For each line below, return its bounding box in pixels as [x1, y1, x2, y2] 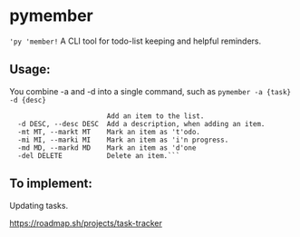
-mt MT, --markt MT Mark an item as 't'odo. [17, 127, 201, 136]
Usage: [9, 62, 52, 77]
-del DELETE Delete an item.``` [17, 151, 180, 160]
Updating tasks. [9, 200, 69, 211]
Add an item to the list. [106, 111, 205, 121]
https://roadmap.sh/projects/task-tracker [9, 217, 163, 228]
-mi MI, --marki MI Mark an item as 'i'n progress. [17, 135, 229, 144]
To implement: [9, 176, 92, 192]
